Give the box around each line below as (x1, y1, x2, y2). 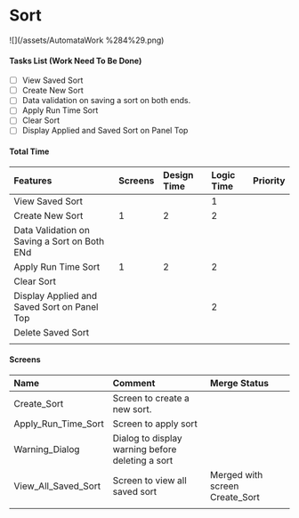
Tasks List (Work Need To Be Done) (9, 55, 142, 66)
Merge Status (210, 376, 270, 389)
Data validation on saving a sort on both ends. (21, 95, 191, 106)
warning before (112, 442, 177, 455)
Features (13, 174, 53, 187)
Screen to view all (112, 473, 187, 486)
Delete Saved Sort (13, 326, 90, 338)
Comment (112, 376, 156, 389)
